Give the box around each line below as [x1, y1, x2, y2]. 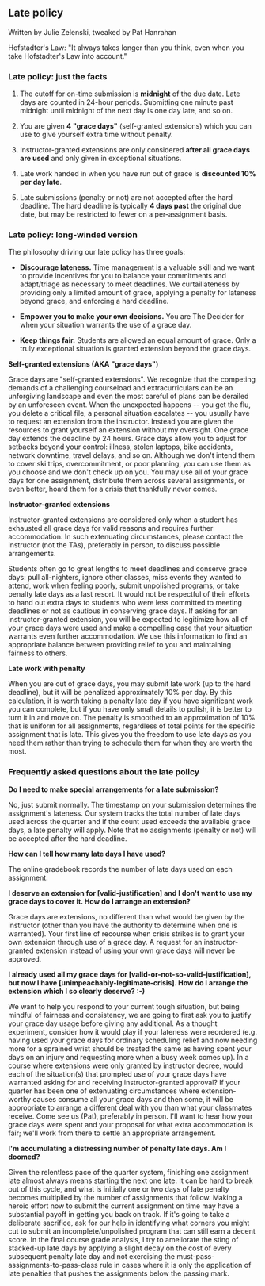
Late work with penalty [8, 664, 85, 674]
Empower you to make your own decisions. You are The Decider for [19, 312, 244, 321]
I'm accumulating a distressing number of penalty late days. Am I [8, 1143, 227, 1153]
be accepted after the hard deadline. [8, 833, 127, 843]
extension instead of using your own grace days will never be [35, 946, 236, 955]
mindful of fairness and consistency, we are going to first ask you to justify [8, 1010, 252, 1019]
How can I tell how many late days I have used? [8, 849, 166, 858]
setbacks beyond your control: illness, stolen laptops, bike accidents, [8, 442, 233, 451]
